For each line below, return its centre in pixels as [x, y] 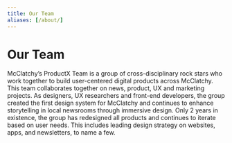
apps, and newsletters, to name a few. [61, 133]
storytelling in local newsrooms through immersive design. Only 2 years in [113, 110]
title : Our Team [30, 14]
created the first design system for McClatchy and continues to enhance [110, 103]
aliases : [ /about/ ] [35, 20]
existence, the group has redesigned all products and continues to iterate [111, 118]
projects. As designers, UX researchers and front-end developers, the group [116, 96]
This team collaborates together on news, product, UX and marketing [106, 88]
